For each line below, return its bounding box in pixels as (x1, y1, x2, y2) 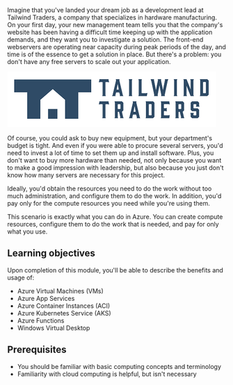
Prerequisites (7, 344, 67, 356)
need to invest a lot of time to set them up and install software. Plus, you (7, 149, 214, 157)
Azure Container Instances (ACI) (17, 302, 111, 310)
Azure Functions (17, 316, 65, 325)
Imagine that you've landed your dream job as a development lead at (7, 6, 204, 14)
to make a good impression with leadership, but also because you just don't (7, 163, 224, 172)
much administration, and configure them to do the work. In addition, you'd (7, 192, 222, 200)
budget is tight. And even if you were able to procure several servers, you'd (7, 142, 224, 149)
